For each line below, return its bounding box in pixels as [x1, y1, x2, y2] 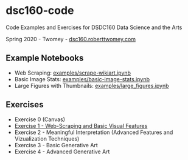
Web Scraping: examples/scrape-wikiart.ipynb [14, 69, 131, 76]
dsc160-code [5, 4, 74, 18]
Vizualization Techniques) [14, 135, 80, 142]
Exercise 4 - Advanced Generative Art [14, 148, 110, 155]
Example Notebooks [5, 53, 84, 64]
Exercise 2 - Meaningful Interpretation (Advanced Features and [14, 128, 173, 136]
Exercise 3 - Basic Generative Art [14, 141, 98, 148]
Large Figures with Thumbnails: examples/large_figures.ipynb [14, 82, 169, 89]
